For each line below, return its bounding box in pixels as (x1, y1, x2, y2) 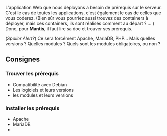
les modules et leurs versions (12, 92, 74, 98)
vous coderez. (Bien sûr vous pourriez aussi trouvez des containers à (5, 15, 149, 21)
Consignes (5, 55, 40, 64)
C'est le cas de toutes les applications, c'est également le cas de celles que (5, 10, 161, 16)
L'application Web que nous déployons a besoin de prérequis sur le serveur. (5, 5, 162, 10)
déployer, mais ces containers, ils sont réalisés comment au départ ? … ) (5, 20, 154, 26)
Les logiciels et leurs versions (12, 87, 74, 93)
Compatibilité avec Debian (12, 81, 67, 87)
